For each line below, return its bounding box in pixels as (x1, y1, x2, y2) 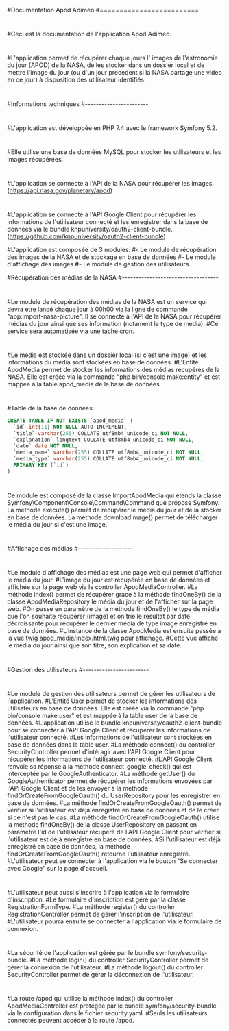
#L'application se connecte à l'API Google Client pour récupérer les (7, 210, 197, 219)
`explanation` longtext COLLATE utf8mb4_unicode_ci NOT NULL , (13, 436, 195, 443)
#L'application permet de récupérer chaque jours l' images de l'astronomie (7, 54, 218, 62)
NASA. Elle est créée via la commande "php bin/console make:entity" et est (7, 373, 221, 381)
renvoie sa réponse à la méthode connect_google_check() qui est (7, 762, 192, 770)
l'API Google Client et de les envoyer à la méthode (7, 784, 149, 792)
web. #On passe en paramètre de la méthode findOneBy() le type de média (7, 605, 220, 613)
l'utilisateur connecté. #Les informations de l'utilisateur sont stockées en (7, 733, 213, 741)
